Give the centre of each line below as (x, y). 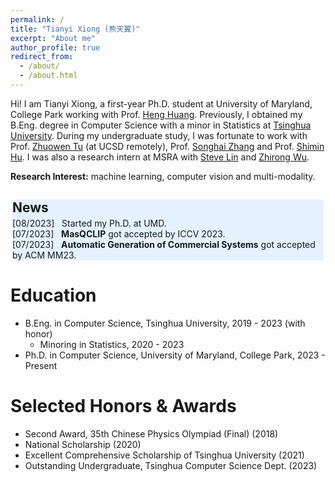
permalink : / (37, 19)
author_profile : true (55, 47)
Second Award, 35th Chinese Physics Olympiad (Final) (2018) (151, 434)
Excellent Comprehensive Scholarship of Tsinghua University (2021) (164, 455)
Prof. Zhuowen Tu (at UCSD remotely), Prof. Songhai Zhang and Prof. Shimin (167, 146)
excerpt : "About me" (53, 38)
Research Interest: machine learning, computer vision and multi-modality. (163, 176)
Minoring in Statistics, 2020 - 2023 (112, 345)
